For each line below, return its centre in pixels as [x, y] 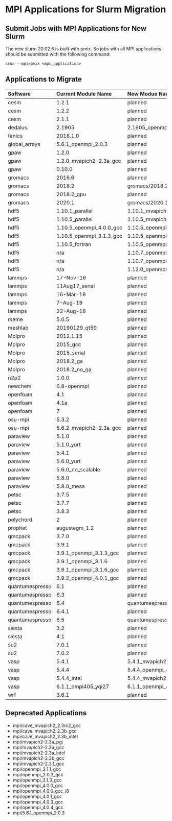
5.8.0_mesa [70, 486]
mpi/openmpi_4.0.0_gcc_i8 [41, 791]
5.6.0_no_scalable [78, 469]
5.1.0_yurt [68, 444]
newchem [20, 386]
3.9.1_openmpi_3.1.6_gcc [88, 569]
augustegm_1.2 [75, 528]
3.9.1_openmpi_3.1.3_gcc [88, 553]
